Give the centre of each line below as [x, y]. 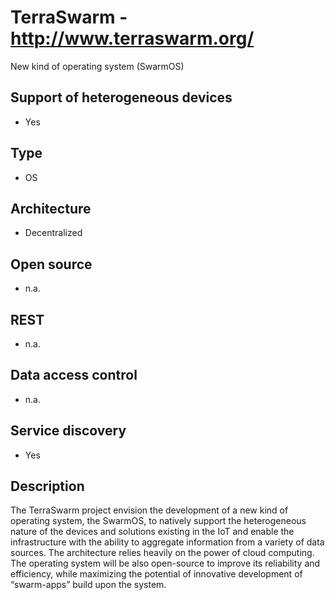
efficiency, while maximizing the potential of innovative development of [156, 574]
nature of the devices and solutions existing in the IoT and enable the [152, 532]
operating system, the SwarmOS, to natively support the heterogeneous [158, 521]
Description [47, 486]
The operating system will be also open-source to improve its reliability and [165, 563]
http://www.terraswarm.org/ [132, 38]
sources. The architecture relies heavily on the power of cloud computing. [162, 553]
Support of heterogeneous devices [121, 97]
